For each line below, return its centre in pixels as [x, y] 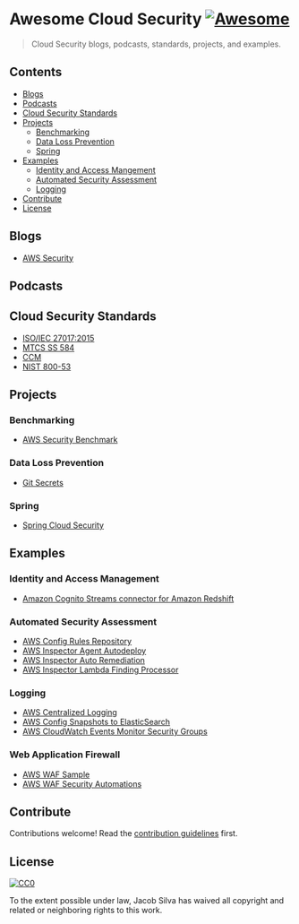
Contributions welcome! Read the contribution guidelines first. [124, 833]
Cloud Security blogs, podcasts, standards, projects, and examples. [156, 44]
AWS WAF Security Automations [82, 783]
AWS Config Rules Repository [77, 642]
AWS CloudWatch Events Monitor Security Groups [115, 731]
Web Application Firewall [65, 755]
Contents [36, 72]
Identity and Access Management [84, 579]
